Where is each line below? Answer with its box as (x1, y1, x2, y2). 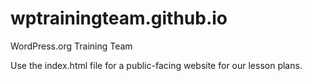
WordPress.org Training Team (10, 40, 133, 52)
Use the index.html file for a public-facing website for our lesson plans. (10, 59, 303, 71)
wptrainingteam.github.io (10, 7, 228, 30)
